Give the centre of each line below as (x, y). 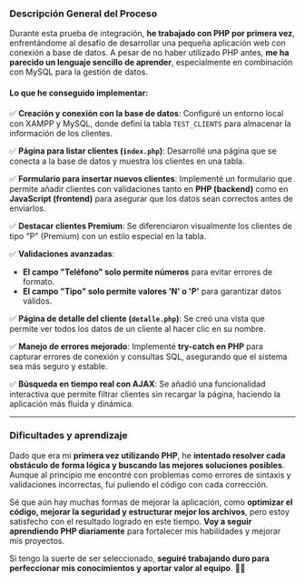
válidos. (37, 301)
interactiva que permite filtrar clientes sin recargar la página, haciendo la (145, 394)
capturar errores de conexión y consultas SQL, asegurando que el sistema (148, 356)
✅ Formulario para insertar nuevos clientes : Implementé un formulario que (151, 178)
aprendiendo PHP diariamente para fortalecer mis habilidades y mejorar (145, 531)
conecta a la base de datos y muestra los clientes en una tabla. (127, 161)
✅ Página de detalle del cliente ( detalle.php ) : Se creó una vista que (137, 318)
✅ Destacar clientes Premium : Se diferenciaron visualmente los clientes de (151, 226)
